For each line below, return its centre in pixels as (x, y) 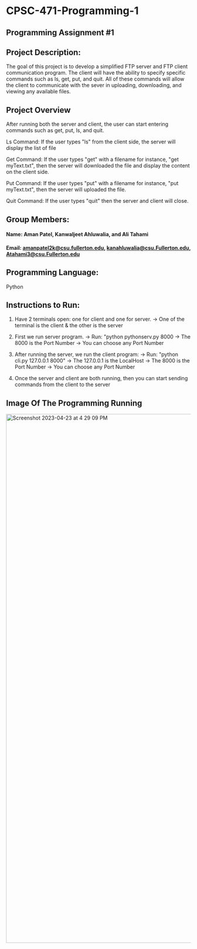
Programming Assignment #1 (60, 33)
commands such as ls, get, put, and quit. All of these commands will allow (95, 79)
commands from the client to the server (62, 385)
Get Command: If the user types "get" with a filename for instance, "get (92, 159)
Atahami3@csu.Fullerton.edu (43, 254)
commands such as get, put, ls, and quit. (55, 130)
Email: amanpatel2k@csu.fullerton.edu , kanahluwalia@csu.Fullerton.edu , (98, 247)
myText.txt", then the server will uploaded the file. (66, 190)
